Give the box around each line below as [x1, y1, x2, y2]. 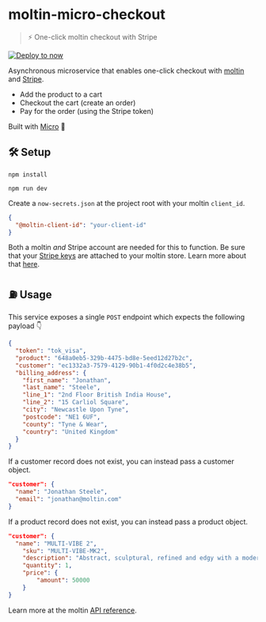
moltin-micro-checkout [8, 6, 166, 24]
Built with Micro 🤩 [8, 121, 66, 131]
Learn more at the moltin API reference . [8, 605, 137, 615]
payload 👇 [8, 321, 42, 331]
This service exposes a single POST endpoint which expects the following [8, 313, 245, 322]
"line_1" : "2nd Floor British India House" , [22, 391, 172, 399]
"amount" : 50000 [36, 576, 90, 585]
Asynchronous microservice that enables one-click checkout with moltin [8, 66, 245, 75]
